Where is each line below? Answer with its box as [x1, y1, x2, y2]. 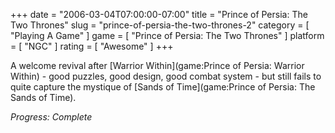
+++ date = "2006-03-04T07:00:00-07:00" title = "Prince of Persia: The [10, 9, 308, 20]
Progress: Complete [10, 111, 93, 123]
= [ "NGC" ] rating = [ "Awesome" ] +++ [10, 40, 174, 52]
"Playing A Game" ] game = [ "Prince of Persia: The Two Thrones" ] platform [10, 30, 325, 41]
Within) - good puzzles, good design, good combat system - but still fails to [10, 70, 322, 82]
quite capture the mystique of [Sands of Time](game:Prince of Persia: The [10, 81, 316, 93]
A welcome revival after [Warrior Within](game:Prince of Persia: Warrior [10, 60, 305, 71]
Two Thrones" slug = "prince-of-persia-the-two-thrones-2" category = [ [10, 19, 310, 31]
